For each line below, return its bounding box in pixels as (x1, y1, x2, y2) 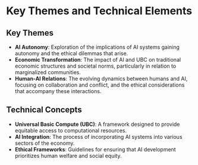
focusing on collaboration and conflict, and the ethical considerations (14, 81, 185, 88)
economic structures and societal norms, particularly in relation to (14, 62, 177, 69)
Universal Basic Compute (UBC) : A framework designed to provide (14, 120, 180, 128)
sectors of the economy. (14, 139, 75, 147)
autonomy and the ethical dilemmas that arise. (14, 50, 128, 57)
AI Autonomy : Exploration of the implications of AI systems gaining (14, 43, 180, 50)
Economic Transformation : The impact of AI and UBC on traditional (14, 56, 181, 63)
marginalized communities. (14, 69, 81, 75)
